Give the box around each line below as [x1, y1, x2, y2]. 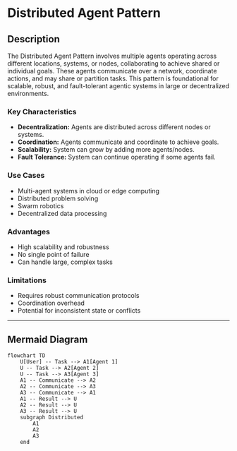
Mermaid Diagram [7, 333, 88, 345]
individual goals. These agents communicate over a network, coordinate [7, 67, 217, 75]
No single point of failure [17, 250, 90, 258]
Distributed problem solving [17, 194, 99, 203]
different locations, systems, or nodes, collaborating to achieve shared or [7, 59, 220, 68]
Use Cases [7, 171, 45, 181]
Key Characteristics [7, 107, 77, 116]
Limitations [7, 275, 47, 285]
